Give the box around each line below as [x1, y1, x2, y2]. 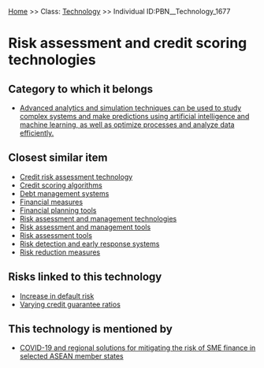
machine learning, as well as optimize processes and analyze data [19, 120, 235, 129]
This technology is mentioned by [8, 322, 173, 336]
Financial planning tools [19, 205, 97, 215]
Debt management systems [19, 188, 110, 198]
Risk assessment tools [19, 230, 93, 240]
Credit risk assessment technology [19, 172, 133, 181]
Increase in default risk [19, 291, 95, 300]
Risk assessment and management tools [19, 222, 151, 232]
